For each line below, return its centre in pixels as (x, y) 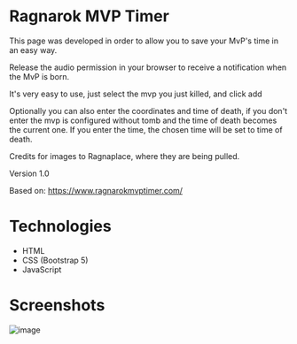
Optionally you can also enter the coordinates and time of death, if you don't (148, 111)
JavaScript (42, 269)
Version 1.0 (29, 173)
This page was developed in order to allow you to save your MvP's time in (144, 41)
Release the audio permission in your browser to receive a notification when (148, 67)
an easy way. (33, 50)
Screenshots (57, 306)
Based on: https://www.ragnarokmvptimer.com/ (96, 190)
